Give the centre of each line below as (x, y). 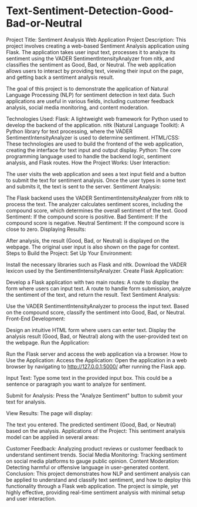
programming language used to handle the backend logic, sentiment (89, 156)
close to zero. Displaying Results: (46, 229)
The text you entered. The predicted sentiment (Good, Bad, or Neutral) (91, 425)
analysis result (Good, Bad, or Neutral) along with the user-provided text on (97, 336)
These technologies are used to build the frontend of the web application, (95, 144)
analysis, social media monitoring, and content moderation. (77, 107)
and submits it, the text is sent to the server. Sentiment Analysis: (84, 186)
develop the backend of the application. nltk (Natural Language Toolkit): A (95, 125)
